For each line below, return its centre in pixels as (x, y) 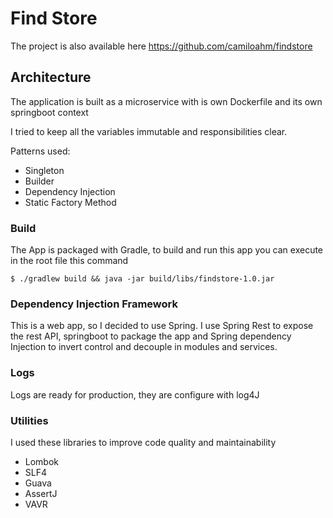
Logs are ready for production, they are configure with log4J (135, 394)
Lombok (42, 461)
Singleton (44, 170)
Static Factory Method (70, 202)
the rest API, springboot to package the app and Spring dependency (151, 336)
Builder (39, 181)
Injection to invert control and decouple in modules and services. (144, 347)
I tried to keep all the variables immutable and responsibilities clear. (149, 131)
